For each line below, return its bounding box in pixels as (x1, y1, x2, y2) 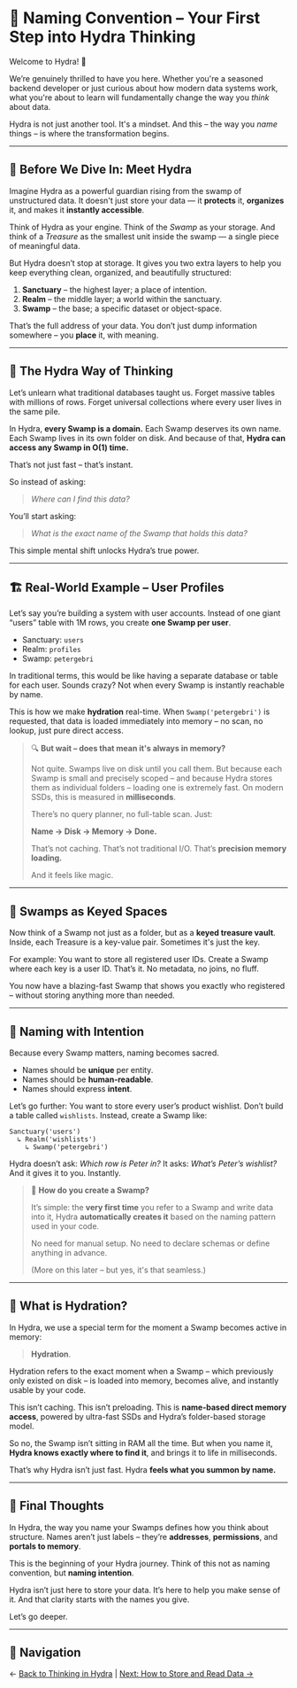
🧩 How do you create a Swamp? (30, 1185, 150, 1195)
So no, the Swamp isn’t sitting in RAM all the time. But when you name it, (9, 1437, 273, 1448)
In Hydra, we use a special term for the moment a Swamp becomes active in (9, 1322, 287, 1333)
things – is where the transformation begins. (9, 128, 170, 138)
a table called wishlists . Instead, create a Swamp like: (9, 1110, 208, 1120)
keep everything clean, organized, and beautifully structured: (9, 267, 232, 277)
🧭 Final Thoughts (9, 1498, 104, 1513)
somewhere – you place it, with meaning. (9, 330, 159, 340)
